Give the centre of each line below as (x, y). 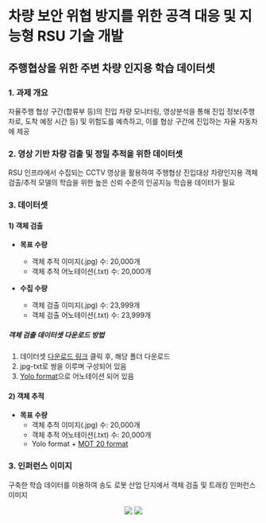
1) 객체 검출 (26, 225)
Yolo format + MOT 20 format (80, 444)
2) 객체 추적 (27, 396)
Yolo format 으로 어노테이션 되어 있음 (77, 376)
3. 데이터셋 (28, 205)
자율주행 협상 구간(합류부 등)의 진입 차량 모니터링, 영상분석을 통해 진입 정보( (125, 111)
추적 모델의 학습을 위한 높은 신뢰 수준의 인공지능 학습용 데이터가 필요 (129, 183)
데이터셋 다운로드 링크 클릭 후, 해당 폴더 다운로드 (95, 356)
